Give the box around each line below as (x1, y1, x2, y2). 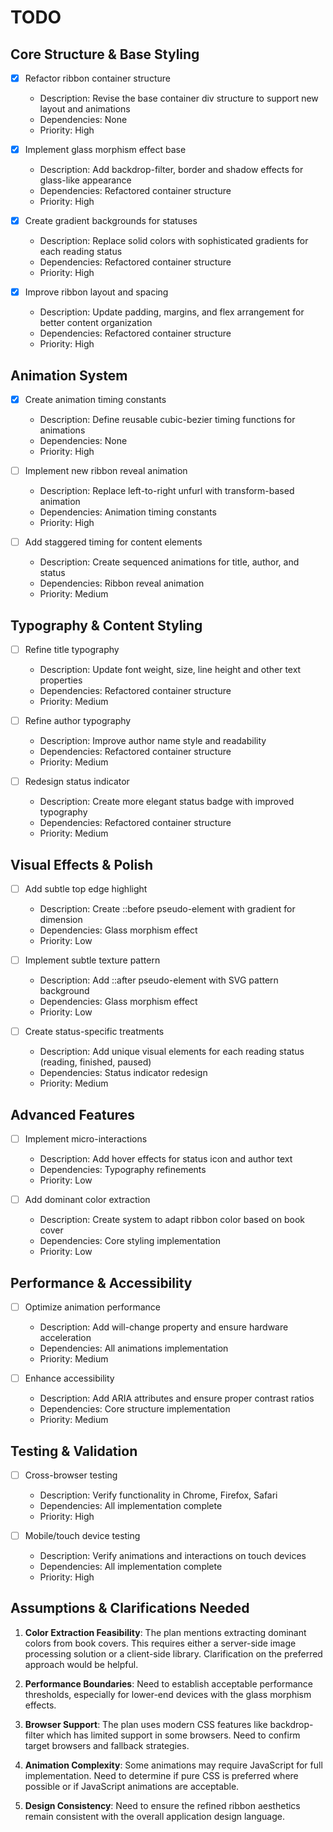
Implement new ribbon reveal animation (24, 465, 188, 477)
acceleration (39, 1332, 92, 1344)
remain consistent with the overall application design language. (24, 1810, 285, 1822)
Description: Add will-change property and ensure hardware (39, 1321, 289, 1333)
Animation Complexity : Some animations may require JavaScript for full (24, 1759, 323, 1771)
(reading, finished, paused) (39, 1056, 152, 1068)
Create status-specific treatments (24, 1026, 165, 1038)
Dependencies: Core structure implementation (39, 1403, 231, 1415)
